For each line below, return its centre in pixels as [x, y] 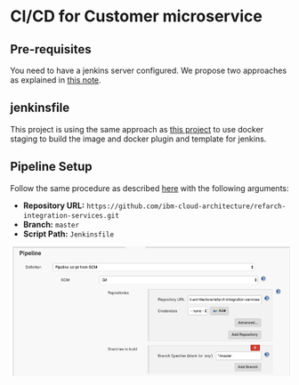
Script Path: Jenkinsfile [69, 234]
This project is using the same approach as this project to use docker [137, 129]
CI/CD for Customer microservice [137, 16]
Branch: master [51, 224]
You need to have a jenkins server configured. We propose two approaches [149, 70]
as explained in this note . [56, 80]
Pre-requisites [51, 49]
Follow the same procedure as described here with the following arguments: [149, 188]
